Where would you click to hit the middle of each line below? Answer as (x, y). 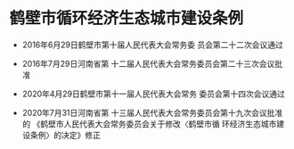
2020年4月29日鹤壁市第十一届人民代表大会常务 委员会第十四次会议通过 (153, 94)
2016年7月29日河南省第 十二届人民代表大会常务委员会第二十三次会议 (148, 63)
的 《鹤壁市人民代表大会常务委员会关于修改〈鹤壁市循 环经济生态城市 (149, 124)
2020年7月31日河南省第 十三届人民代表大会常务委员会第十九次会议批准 (152, 112)
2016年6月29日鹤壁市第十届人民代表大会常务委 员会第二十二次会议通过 (152, 45)
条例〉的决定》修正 (65, 135)
